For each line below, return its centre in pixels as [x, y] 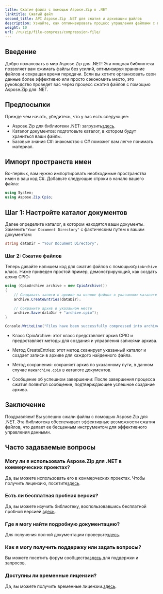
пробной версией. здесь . [31, 511]
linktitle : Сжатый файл [29, 14]
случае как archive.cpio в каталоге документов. [62, 370]
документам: [19, 234]
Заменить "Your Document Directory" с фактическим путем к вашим [75, 229]
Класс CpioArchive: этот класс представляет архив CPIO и [73, 336]
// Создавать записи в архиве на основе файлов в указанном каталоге [86, 295]
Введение [21, 52]
